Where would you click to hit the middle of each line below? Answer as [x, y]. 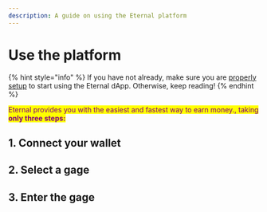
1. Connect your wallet [65, 143]
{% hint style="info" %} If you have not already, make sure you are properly [132, 77]
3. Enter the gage [52, 197]
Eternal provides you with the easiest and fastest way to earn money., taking [133, 109]
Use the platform [65, 55]
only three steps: [37, 118]
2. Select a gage [49, 170]
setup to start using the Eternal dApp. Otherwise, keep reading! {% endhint [131, 85]
